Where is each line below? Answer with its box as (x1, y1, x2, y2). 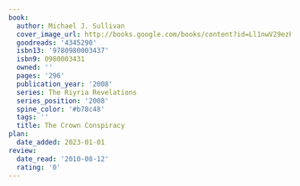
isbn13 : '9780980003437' (16, 46, 109, 55)
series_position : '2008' (16, 96, 109, 106)
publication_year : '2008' (16, 80, 114, 89)
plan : (8, 130, 29, 139)
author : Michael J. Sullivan (16, 21, 125, 30)
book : (8, 13, 29, 22)
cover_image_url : (16, 30, 81, 38)
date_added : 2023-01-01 (16, 138, 105, 147)
